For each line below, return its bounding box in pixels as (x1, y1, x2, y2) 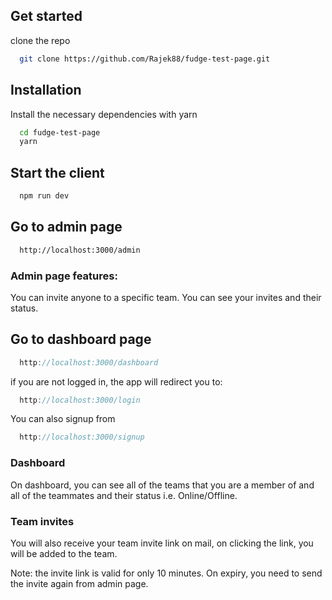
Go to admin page (10, 219, 123, 236)
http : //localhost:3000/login (19, 395, 141, 405)
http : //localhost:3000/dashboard (19, 357, 159, 368)
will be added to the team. (10, 547, 118, 559)
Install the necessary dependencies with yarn (10, 108, 198, 120)
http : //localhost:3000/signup (19, 432, 145, 443)
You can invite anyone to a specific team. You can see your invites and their (10, 291, 322, 303)
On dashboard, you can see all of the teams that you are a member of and (10, 479, 315, 491)
